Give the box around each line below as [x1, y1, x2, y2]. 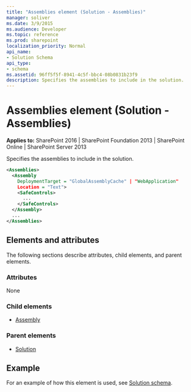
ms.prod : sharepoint [6, 37, 59, 43]
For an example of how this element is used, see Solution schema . [6, 379, 173, 386]
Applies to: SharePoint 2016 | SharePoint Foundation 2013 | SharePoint [6, 137, 185, 144]
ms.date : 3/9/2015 [6, 20, 53, 26]
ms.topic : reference [6, 32, 59, 38]
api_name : [6, 49, 32, 55]
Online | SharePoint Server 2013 [6, 143, 87, 150]
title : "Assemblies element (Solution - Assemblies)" [6, 9, 146, 15]
